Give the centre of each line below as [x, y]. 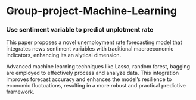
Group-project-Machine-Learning [92, 11]
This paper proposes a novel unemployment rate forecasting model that [94, 42]
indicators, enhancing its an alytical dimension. [64, 55]
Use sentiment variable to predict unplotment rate [80, 30]
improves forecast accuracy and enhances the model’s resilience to [89, 79]
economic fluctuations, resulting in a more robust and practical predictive [96, 86]
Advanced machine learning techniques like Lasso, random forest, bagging [98, 67]
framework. [20, 92]
